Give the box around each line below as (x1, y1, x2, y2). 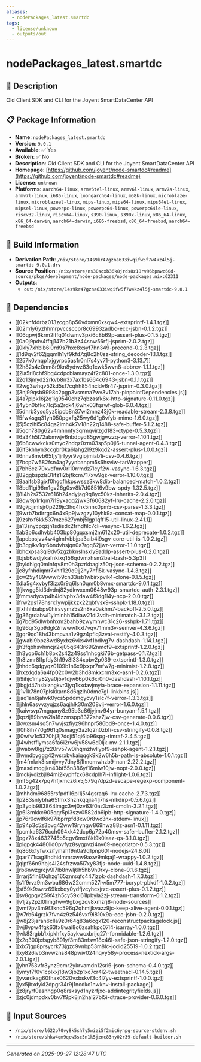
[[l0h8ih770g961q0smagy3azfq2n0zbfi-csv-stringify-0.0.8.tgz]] (14, 726, 172, 733)
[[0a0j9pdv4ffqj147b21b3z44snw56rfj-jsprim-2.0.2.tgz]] (14, 337, 154, 345)
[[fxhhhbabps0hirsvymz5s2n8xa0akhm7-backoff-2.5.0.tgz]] (14, 605, 164, 612)
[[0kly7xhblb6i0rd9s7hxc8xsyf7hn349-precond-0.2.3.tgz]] (14, 344, 161, 351)
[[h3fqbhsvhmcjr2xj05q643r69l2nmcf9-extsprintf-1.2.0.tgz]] (14, 643, 165, 650)
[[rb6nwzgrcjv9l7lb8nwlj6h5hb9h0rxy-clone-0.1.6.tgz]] (14, 866, 151, 873)
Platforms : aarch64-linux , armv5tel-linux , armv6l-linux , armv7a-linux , (14, 185, 190, 192)
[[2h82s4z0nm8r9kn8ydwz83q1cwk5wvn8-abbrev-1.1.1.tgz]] (14, 363, 165, 370)
